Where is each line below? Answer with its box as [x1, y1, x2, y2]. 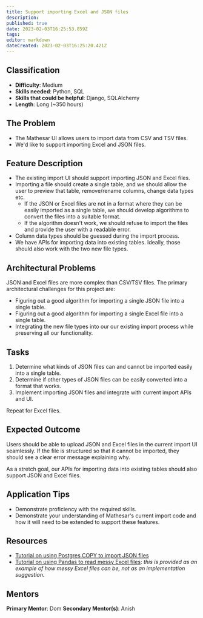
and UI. [15, 395, 33, 402]
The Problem [6, 118, 56, 129]
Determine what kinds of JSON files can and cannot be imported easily [15, 363, 193, 370]
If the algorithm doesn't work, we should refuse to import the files [24, 220, 188, 227]
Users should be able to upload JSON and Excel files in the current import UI [6, 440, 198, 448]
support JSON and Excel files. [6, 471, 81, 479]
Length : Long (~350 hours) [15, 101, 84, 108]
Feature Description [6, 158, 83, 169]
